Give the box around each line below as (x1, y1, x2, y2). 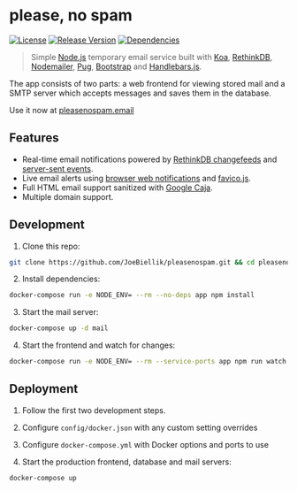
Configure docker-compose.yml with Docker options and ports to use (21, 439, 270, 449)
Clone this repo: (21, 241, 80, 251)
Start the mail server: (21, 307, 99, 318)
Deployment (9, 381, 79, 396)
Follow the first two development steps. (21, 404, 166, 416)
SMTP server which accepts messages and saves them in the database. (9, 88, 272, 98)
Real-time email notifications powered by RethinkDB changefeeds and (21, 154, 278, 165)
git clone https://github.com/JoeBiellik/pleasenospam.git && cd (9, 257, 255, 266)
